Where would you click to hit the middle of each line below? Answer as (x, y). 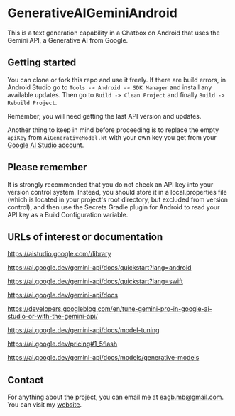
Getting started (42, 63)
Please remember (47, 167)
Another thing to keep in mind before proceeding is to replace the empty (113, 130)
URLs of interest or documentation (85, 237)
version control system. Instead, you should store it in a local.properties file (117, 192)
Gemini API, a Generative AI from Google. (68, 40)
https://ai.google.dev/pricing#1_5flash (62, 344)
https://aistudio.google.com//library (59, 254)
